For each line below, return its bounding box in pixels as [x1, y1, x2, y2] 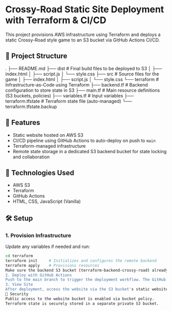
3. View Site [5, 282, 33, 287]
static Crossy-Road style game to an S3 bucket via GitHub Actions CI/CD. [5, 37, 160, 43]
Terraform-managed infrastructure [12, 142, 86, 149]
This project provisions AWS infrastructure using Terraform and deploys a [5, 31, 161, 37]
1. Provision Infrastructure [5, 232, 72, 239]
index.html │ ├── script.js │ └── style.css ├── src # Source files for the [5, 71, 160, 77]
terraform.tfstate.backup [5, 103, 57, 110]
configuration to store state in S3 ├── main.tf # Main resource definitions [5, 87, 160, 93]
